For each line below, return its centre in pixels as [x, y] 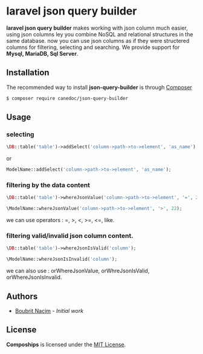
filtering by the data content [48, 185]
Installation [28, 73]
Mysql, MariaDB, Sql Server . [42, 53]
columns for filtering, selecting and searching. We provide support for [93, 47]
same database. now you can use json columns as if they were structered [98, 41]
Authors [22, 296]
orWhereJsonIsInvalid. [34, 277]
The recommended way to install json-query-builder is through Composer [99, 87]
